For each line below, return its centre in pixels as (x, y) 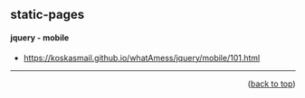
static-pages (48, 15)
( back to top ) (272, 84)
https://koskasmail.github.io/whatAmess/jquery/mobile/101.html (142, 58)
